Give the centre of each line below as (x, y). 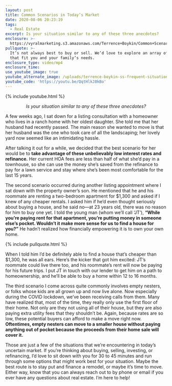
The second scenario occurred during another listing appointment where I (83, 185)
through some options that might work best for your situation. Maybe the (82, 361)
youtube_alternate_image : (33, 77)
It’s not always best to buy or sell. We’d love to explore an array (85, 53)
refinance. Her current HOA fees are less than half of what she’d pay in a (82, 159)
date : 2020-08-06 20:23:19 (34, 20)
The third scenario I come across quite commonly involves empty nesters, (83, 286)
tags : (11, 24)
